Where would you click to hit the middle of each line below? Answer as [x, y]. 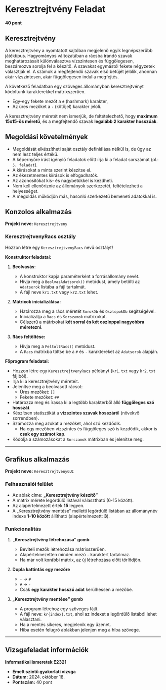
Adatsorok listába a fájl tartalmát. [53, 287]
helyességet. [25, 191]
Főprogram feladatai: [27, 361]
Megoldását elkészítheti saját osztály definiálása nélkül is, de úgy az [82, 149]
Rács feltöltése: [29, 337]
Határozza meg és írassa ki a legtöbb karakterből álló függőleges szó [83, 402]
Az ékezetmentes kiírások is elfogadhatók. [55, 175]
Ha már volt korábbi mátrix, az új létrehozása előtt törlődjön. [81, 560]
